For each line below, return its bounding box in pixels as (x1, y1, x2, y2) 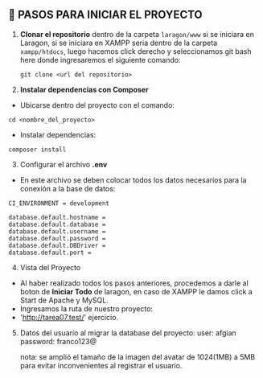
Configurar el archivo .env (19, 159, 108, 169)
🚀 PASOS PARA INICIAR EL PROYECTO (8, 8, 203, 22)
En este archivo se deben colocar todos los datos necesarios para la (19, 175, 247, 185)
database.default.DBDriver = (8, 241, 106, 249)
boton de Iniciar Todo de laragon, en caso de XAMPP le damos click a (19, 286, 253, 296)
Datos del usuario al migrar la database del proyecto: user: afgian (19, 327, 237, 338)
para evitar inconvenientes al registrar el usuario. (19, 360, 183, 370)
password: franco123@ (19, 336, 97, 346)
